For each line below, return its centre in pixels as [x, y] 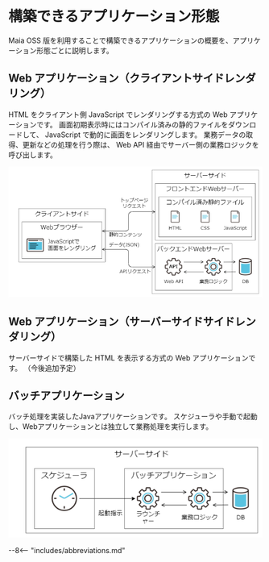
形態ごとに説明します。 [75, 50]
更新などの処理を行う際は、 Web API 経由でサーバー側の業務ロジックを [141, 144]
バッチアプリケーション [66, 395]
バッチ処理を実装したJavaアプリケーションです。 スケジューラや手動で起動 [133, 417]
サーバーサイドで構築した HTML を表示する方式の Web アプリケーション [128, 358]
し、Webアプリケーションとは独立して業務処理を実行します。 [111, 427]
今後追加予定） [56, 368]
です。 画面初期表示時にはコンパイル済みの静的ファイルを [132, 124]
